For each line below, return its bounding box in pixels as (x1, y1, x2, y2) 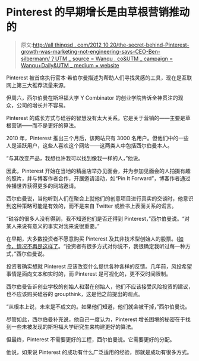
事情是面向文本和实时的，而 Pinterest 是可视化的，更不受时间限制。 (6, 270, 172, 277)
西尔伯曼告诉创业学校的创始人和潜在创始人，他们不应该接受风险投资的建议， (6, 283, 194, 290)
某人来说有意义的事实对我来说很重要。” (6, 222, 100, 230)
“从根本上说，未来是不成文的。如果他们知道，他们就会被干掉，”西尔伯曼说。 (6, 303, 191, 310)
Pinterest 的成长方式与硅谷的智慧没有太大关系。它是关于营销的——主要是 (6, 114, 186, 121)
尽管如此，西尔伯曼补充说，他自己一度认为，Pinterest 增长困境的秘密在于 (6, 316, 186, 323)
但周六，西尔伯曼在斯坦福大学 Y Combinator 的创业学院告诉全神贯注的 (6, 94, 178, 101)
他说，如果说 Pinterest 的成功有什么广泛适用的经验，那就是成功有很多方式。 (6, 348, 192, 356)
